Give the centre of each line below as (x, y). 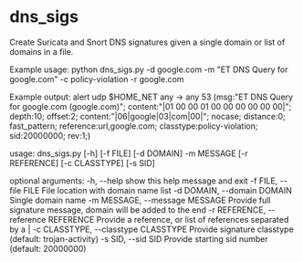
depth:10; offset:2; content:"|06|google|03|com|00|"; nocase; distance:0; (147, 116)
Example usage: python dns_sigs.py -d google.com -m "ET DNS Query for (149, 69)
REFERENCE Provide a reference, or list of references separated (168, 219)
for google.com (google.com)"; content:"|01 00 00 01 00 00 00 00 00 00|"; (151, 106)
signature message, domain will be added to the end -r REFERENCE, (138, 210)
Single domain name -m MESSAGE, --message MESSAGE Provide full (140, 200)
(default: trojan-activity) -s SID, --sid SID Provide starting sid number (139, 238)
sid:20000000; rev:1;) (50, 135)
